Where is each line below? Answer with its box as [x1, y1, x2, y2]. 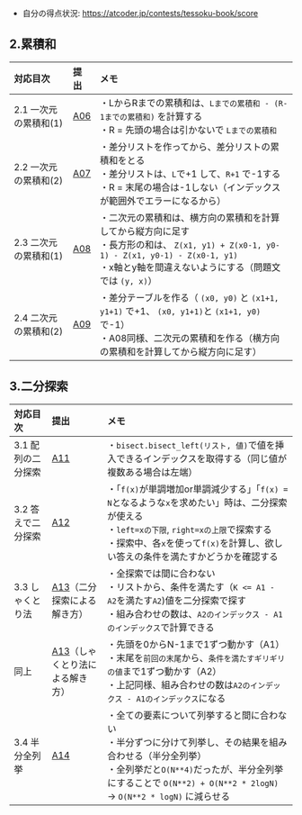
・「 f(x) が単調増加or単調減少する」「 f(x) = [107, 483, 289, 495]
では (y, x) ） [100, 274, 157, 286]
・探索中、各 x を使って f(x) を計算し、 [107, 537, 265, 549]
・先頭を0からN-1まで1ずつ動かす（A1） [107, 638, 285, 650]
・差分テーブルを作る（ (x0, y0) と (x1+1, [100, 291, 280, 303]
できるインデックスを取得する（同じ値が [116, 452, 288, 465]
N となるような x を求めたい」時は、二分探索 [107, 496, 288, 509]
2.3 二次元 [13, 236, 58, 249]
